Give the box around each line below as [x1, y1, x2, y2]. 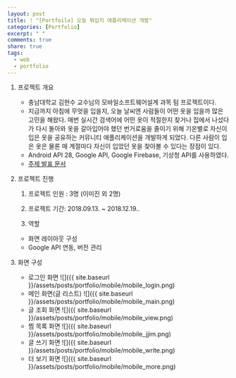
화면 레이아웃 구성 [27, 234, 77, 243]
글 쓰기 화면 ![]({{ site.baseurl [27, 338, 111, 346]
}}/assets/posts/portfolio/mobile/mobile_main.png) [27, 297, 175, 305]
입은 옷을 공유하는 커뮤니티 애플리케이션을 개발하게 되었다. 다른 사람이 [27, 133, 221, 141]
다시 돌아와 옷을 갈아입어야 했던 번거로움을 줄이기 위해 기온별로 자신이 [35, 124, 228, 132]
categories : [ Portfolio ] [7, 23, 80, 30]
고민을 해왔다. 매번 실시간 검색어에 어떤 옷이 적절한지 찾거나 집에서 [27, 115, 211, 124]
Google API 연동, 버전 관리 [27, 243, 102, 251]
